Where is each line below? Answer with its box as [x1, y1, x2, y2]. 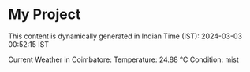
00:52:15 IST [8, 39, 50, 49]
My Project [8, 5, 81, 23]
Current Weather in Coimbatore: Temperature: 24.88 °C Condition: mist [8, 55, 239, 64]
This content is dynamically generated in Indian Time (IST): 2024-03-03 [8, 31, 243, 41]
